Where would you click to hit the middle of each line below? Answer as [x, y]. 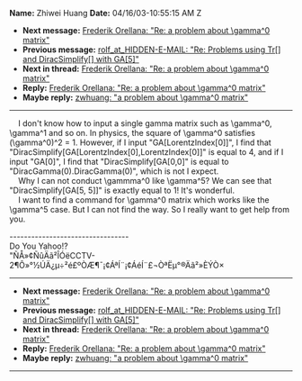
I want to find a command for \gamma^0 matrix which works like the [143, 200]
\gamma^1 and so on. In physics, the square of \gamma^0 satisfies [133, 133]
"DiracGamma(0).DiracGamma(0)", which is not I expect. [114, 171]
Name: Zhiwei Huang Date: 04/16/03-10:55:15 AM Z [106, 13]
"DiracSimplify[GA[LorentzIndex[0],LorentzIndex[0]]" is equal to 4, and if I [147, 152]
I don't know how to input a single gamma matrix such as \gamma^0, [145, 123]
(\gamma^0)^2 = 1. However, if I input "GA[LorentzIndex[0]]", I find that [140, 142]
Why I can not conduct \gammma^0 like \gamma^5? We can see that [145, 181]
